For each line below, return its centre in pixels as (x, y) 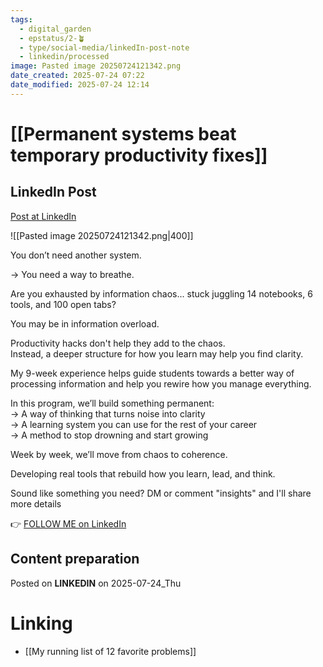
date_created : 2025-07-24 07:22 (77, 76)
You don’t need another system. (76, 255)
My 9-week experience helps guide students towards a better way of (152, 373)
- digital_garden (55, 29)
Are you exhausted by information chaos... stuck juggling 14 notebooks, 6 (161, 293)
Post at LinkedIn (43, 216)
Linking (41, 623)
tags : (21, 19)
